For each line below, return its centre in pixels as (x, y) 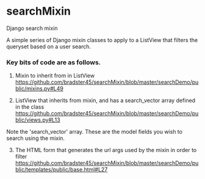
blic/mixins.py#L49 (39, 89)
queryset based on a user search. (49, 46)
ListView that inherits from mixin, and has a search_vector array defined (105, 100)
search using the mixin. (36, 138)
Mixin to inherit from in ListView (55, 76)
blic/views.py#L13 (38, 120)
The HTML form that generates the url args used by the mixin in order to (106, 150)
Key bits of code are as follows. (54, 62)
